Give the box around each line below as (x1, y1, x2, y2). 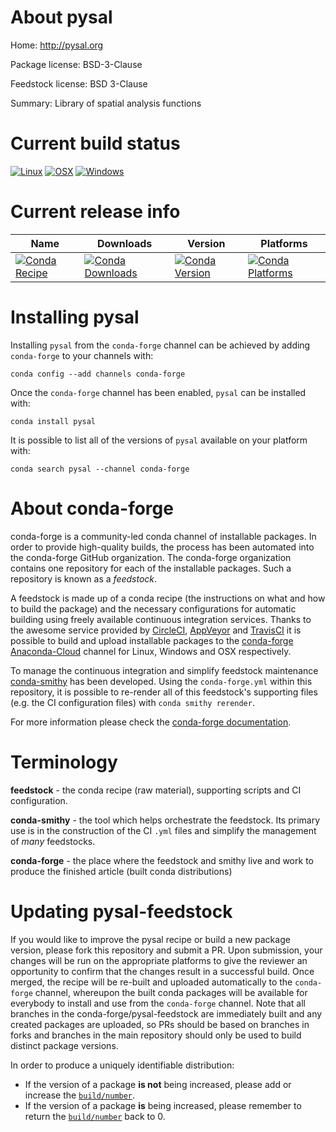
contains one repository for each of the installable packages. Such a (10, 562, 292, 574)
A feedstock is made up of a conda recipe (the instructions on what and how (10, 592, 326, 604)
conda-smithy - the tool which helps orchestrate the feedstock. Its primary (10, 814, 321, 826)
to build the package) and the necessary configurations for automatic (10, 602, 297, 615)
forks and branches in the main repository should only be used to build (10, 1029, 302, 1041)
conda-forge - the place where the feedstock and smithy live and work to (10, 854, 314, 866)
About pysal (10, 6, 113, 29)
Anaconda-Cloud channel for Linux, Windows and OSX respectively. (10, 645, 292, 657)
